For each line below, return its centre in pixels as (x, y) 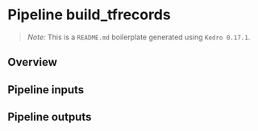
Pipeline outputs (50, 117)
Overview (33, 62)
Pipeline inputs (46, 90)
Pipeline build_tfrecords (89, 15)
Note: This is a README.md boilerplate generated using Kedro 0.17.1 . (139, 37)
